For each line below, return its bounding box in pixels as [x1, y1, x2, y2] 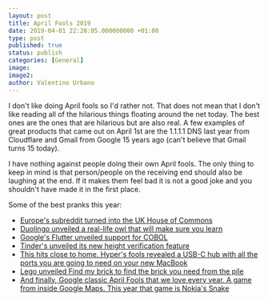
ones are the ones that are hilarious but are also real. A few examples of [8, 118, 246, 127]
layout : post [8, 11, 52, 20]
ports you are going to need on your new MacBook [19, 258, 188, 267]
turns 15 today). [8, 143, 60, 153]
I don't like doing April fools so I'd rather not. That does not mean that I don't [8, 101, 261, 110]
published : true [8, 42, 62, 50]
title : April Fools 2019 [8, 19, 91, 27]
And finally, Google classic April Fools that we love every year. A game [19, 275, 252, 284]
